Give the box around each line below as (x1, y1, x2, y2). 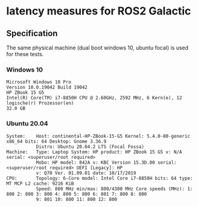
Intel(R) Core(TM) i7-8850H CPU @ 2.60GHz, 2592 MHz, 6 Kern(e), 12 (6, 95, 182, 101)
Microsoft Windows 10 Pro (6, 79, 71, 85)
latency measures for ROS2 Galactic (6, 4, 191, 18)
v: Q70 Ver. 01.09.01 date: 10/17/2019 (36, 170, 136, 176)
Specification (6, 28, 58, 39)
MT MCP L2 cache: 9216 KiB (6, 181, 74, 187)
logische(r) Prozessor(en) (6, 100, 74, 107)
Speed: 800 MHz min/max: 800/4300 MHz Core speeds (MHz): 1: (36, 185, 193, 192)
